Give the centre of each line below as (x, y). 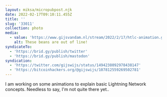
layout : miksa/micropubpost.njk (39, 10)
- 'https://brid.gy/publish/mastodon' (50, 56)
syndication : (19, 61)
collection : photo (24, 28)
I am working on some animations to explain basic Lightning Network (76, 84)
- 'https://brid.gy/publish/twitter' (49, 51)
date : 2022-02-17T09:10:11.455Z (39, 14)
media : (12, 33)
